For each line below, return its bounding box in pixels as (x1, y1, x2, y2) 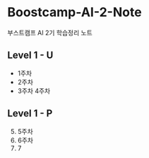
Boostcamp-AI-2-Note (7, 4, 143, 20)
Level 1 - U (7, 49, 54, 61)
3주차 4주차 (17, 86, 51, 95)
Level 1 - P (7, 107, 53, 120)
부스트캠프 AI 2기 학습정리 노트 (7, 28, 93, 37)
